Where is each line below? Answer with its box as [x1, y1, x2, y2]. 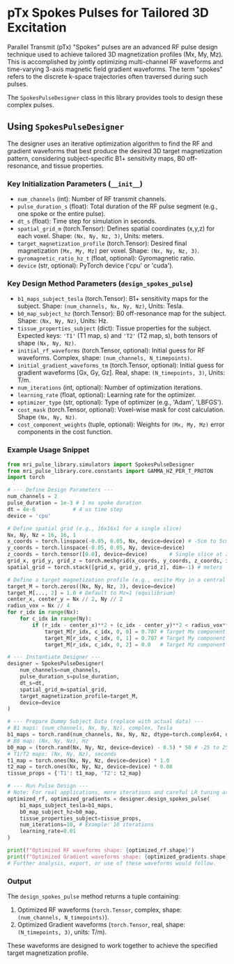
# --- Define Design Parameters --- [7, 486, 114, 494]
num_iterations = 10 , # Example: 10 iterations [19, 821, 155, 828]
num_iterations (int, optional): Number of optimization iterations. [17, 383, 203, 391]
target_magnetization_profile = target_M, [19, 692, 139, 699]
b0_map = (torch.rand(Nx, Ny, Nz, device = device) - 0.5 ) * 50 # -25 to [7, 744, 219, 751]
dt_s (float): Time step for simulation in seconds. [17, 217, 157, 226]
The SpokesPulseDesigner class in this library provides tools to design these [7, 93, 223, 102]
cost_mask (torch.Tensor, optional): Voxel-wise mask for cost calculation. [17, 405, 225, 414]
